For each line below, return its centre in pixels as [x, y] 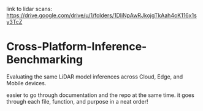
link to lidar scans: [29, 9]
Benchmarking [45, 60]
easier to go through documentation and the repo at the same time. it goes [100, 95]
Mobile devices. [26, 83]
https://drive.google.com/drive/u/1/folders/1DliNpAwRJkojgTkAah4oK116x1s [102, 15]
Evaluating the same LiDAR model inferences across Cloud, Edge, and [95, 77]
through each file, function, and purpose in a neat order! [77, 101]
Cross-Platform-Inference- [77, 47]
